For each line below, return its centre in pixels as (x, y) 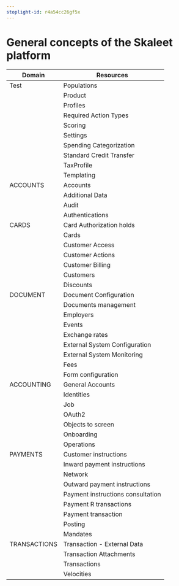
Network (76, 474)
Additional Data (85, 195)
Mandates (78, 534)
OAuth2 (74, 414)
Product (75, 95)
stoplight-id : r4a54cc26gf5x (43, 12)
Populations (80, 85)
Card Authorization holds (99, 225)
